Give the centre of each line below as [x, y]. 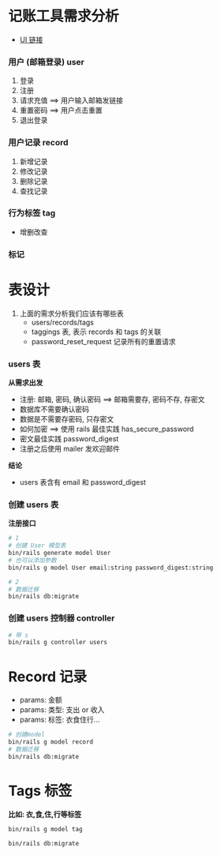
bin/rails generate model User [60, 553]
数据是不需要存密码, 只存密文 [67, 418]
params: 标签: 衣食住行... [60, 720]
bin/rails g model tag [45, 829]
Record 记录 [48, 677]
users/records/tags [63, 322]
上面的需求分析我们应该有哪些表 [71, 313]
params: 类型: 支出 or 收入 [62, 710]
